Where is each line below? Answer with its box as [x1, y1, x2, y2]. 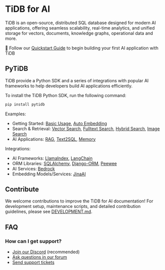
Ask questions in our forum [12, 254, 67, 260]
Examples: [5, 111, 26, 117]
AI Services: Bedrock [12, 166, 55, 171]
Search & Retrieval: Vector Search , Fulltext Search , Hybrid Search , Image [12, 126, 160, 132]
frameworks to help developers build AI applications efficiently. [5, 83, 133, 89]
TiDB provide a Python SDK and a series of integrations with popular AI [5, 77, 149, 83]
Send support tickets [12, 260, 55, 266]
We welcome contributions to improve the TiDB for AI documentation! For [5, 198, 154, 204]
